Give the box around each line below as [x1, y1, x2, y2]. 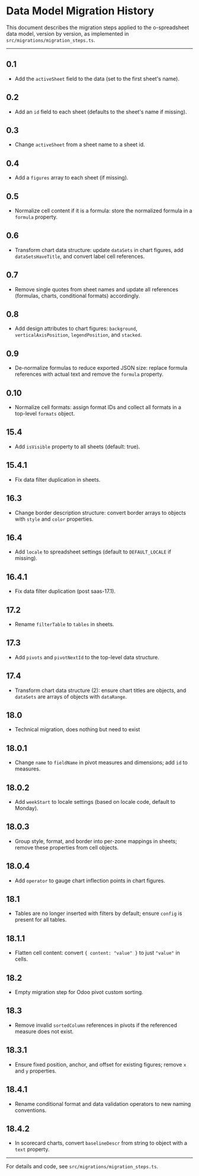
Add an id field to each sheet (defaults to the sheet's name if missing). [14, 108, 187, 115]
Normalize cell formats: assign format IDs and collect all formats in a [14, 404, 182, 411]
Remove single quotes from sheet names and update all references [14, 285, 179, 293]
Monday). [14, 804, 38, 812]
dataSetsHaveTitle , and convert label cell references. [14, 253, 145, 260]
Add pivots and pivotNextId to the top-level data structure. [14, 653, 160, 661]
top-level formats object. [14, 410, 75, 417]
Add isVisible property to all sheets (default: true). [14, 443, 140, 450]
